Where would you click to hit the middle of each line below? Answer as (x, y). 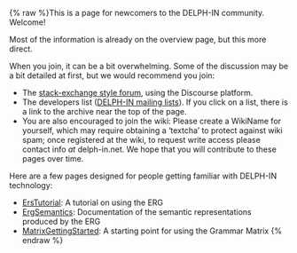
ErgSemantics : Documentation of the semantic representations (137, 212)
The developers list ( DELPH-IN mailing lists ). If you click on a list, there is (155, 102)
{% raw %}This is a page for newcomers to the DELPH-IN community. (137, 13)
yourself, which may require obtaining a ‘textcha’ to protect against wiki (152, 130)
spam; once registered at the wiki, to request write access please (141, 140)
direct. (21, 49)
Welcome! (27, 22)
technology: (31, 185)
